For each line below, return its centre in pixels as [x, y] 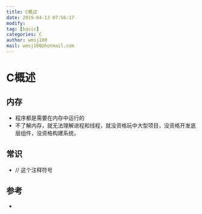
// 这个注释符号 [34, 170]
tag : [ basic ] [23, 29]
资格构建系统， [60, 133]
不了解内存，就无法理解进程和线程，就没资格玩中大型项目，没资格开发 [103, 125]
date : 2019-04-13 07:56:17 [40, 18]
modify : [16, 23]
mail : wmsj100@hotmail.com [40, 46]
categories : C [24, 35]
